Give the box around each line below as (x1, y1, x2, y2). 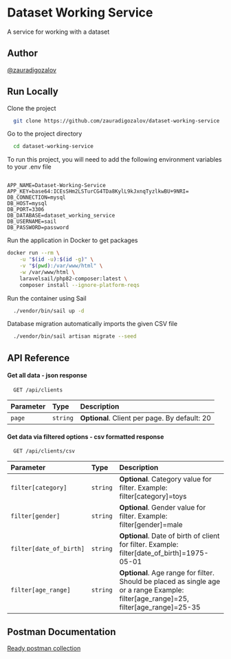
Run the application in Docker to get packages (7, 236, 138, 245)
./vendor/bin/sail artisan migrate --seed (13, 333, 137, 340)
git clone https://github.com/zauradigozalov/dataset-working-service (13, 117, 220, 125)
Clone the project (7, 104, 56, 112)
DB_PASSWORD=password (7, 224, 69, 231)
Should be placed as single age (119, 576, 221, 586)
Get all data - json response (7, 371, 87, 380)
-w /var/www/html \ (19, 268, 76, 276)
